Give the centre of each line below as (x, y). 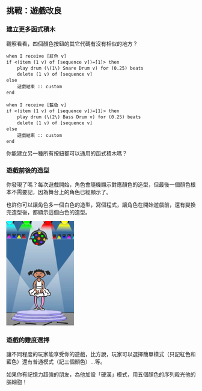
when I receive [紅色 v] (36, 56)
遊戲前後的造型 (28, 170)
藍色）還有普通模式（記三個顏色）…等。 (56, 362)
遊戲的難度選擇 (28, 340)
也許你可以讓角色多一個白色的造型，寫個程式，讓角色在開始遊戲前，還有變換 (101, 205)
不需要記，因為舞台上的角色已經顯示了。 (61, 192)
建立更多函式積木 (31, 29)
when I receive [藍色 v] (36, 105)
